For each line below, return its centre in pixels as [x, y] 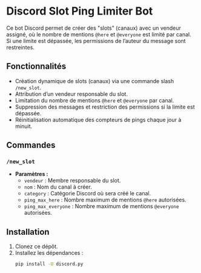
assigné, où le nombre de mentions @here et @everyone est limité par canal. [99, 34]
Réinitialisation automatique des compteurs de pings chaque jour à [98, 120]
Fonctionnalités [36, 66]
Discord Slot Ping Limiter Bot [80, 11]
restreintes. [21, 47]
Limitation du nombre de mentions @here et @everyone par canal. [94, 100]
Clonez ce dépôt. [37, 246]
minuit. [24, 126]
